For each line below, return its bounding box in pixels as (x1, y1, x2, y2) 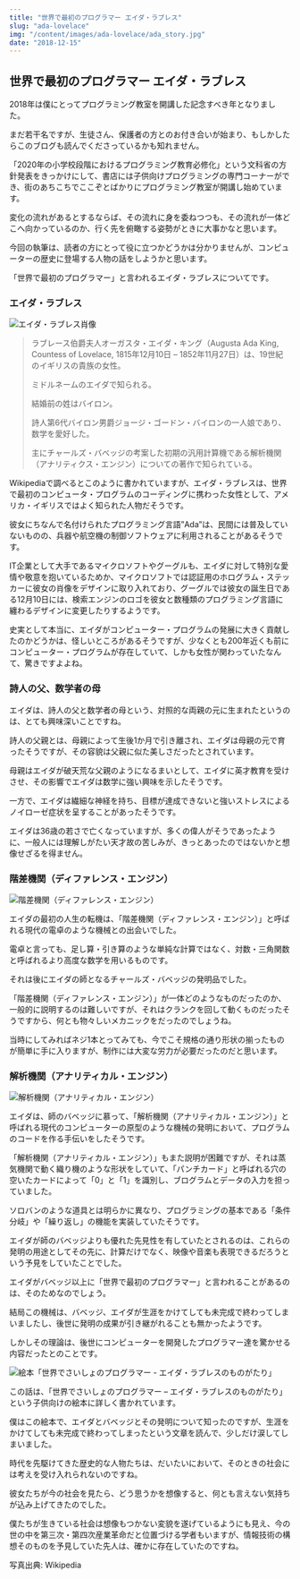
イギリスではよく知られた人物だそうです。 (32, 500, 189, 511)
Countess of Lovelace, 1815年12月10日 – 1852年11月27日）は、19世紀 (30, 349, 284, 360)
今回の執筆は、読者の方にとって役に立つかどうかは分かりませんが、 (9, 243, 259, 253)
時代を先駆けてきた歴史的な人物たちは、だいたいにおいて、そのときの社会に (9, 1458, 290, 1469)
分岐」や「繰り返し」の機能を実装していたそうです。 (9, 1216, 204, 1227)
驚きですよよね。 (24, 658, 87, 669)
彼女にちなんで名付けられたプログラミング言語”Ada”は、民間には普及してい (9, 519, 288, 530)
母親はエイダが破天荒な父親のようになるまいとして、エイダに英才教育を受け (9, 764, 290, 775)
